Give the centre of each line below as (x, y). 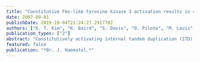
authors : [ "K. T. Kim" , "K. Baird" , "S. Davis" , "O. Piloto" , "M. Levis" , (101, 28)
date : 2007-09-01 (28, 17)
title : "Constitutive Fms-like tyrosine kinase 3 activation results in (98, 12)
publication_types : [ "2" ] (38, 34)
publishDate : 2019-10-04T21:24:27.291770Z (60, 22)
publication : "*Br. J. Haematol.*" (50, 50)
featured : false (26, 45)
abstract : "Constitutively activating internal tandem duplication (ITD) (100, 39)
